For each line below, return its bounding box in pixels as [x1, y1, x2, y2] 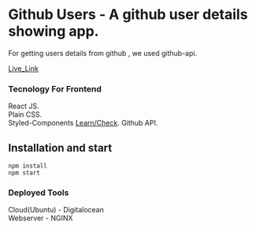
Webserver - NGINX [8, 213, 73, 223]
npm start [8, 169, 41, 177]
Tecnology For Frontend [8, 83, 102, 94]
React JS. [8, 101, 39, 111]
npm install [8, 162, 47, 171]
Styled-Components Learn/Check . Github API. [8, 118, 158, 128]
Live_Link [8, 63, 39, 73]
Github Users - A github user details [8, 6, 248, 24]
